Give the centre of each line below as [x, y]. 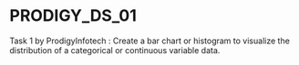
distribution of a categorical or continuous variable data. [115, 50]
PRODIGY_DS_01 [73, 16]
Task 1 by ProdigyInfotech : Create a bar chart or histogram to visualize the [149, 41]
